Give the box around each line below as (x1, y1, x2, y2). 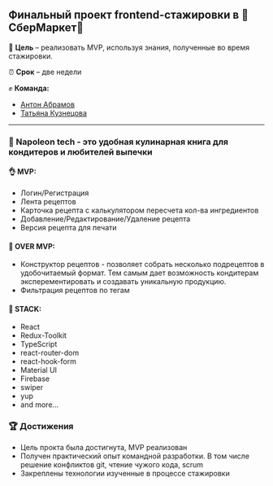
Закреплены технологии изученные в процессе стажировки (19, 468, 230, 478)
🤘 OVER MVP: (8, 241, 55, 251)
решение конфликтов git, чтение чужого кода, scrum (19, 459, 204, 469)
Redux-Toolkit (19, 331, 67, 340)
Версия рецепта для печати (19, 222, 117, 232)
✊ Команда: (8, 83, 50, 93)
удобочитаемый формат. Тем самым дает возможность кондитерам (19, 268, 259, 278)
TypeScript (19, 339, 58, 349)
